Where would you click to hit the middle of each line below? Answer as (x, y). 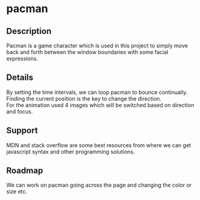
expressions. (22, 58)
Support (22, 131)
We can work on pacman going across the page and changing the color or (99, 185)
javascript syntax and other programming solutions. (71, 152)
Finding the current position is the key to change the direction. (84, 98)
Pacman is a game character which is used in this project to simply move (97, 45)
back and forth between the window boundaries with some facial (87, 52)
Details (20, 78)
